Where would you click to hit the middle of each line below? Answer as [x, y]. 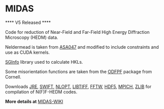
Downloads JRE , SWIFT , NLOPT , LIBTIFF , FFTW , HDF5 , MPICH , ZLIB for [78, 86]
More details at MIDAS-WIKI [34, 101]
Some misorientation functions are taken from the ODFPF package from [79, 71]
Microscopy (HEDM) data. [32, 37]
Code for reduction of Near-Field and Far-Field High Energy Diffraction [78, 32]
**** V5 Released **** [28, 22]
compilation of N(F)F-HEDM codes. [41, 92]
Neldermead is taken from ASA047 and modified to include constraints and [82, 47]
